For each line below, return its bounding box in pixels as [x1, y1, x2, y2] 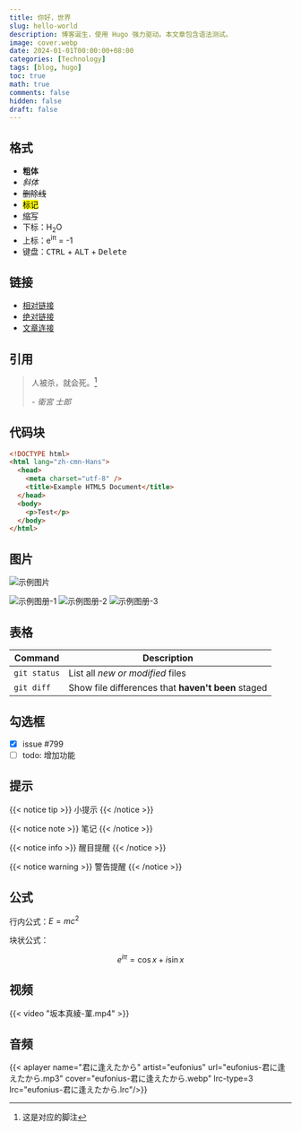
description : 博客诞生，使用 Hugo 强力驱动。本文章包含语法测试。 [9, 30, 233, 39]
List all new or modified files [68, 667, 186, 679]
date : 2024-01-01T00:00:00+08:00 [9, 47, 134, 56]
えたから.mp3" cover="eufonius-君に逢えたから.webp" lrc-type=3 [9, 1073, 254, 1084]
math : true [9, 80, 50, 89]
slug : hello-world [9, 22, 78, 30]
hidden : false [9, 96, 63, 106]
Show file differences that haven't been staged [68, 681, 268, 694]
